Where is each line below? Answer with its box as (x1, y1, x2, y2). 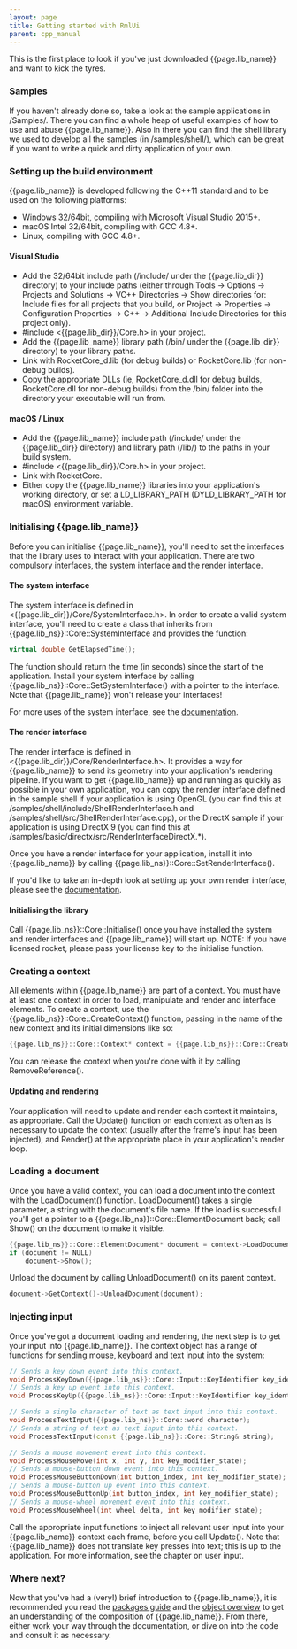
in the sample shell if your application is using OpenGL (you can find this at (9, 794, 282, 804)
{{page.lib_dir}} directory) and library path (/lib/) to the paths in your (21, 442, 270, 453)
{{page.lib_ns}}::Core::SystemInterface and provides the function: (9, 628, 249, 639)
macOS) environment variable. (21, 499, 133, 509)
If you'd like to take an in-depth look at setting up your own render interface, (9, 874, 287, 886)
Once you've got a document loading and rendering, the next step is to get (9, 1330, 281, 1342)
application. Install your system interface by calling (9, 670, 194, 681)
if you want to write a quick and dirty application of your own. (9, 143, 233, 153)
